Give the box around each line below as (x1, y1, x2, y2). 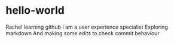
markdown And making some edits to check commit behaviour (5, 29, 160, 36)
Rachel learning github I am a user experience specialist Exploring (5, 23, 168, 30)
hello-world (5, 4, 65, 17)
